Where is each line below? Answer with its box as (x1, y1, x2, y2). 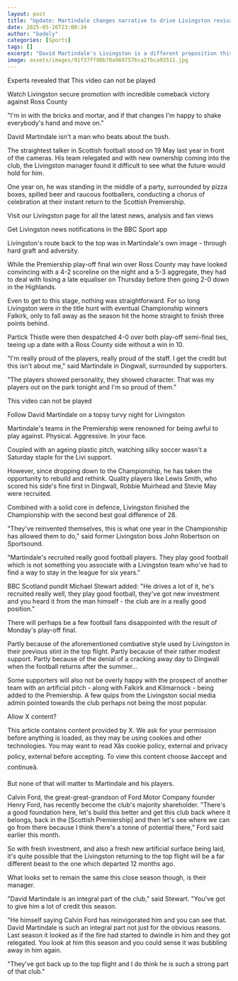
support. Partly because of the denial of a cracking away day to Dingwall (7, 654, 220, 663)
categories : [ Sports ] (7, 37, 72, 44)
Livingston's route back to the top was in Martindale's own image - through (7, 238, 227, 247)
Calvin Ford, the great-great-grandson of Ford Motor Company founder (7, 792, 215, 802)
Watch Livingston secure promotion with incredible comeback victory (7, 89, 210, 98)
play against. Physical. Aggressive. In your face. (7, 431, 147, 440)
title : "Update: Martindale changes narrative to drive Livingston (7, 17, 211, 24)
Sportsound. (7, 539, 44, 548)
